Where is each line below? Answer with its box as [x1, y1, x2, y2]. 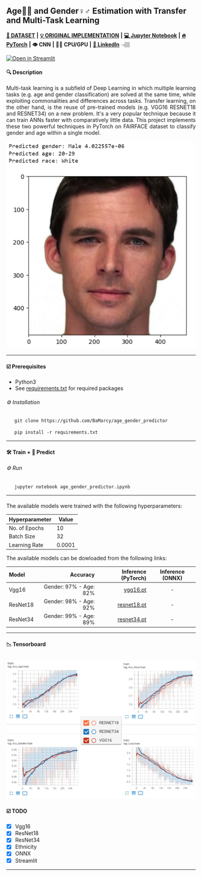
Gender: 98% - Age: [44, 598, 95, 605]
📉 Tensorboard [6, 640, 46, 648]
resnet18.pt [117, 601, 147, 608]
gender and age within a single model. [6, 129, 101, 136]
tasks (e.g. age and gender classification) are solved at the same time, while [6, 91, 196, 98]
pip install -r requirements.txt [14, 429, 98, 436]
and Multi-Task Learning [6, 16, 100, 26]
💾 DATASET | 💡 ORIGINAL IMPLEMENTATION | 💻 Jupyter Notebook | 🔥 [6, 31, 186, 39]
